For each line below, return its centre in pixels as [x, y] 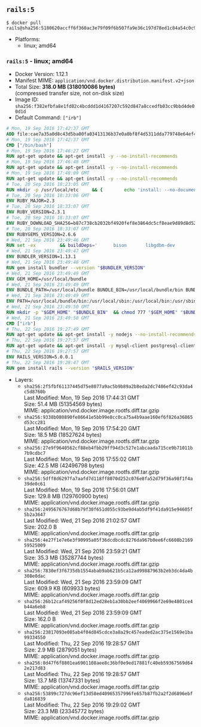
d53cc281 [35, 423]
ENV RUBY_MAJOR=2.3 [31, 201]
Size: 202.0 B [40, 527]
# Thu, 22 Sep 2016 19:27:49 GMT [48, 329]
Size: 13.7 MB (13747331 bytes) [62, 680]
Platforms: [28, 39]
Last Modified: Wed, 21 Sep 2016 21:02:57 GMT [82, 520]
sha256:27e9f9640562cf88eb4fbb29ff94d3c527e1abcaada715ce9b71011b [108, 448]
